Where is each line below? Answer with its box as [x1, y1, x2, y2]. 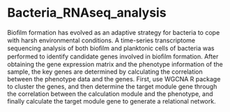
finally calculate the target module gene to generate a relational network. [7, 97, 216, 105]
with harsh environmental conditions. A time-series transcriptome [7, 36, 196, 45]
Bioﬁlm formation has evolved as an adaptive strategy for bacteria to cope [7, 28, 220, 36]
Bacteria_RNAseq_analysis [7, 5, 167, 21]
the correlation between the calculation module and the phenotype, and [7, 89, 213, 98]
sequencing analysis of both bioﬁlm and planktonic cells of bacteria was [7, 44, 215, 52]
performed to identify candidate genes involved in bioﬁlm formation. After [7, 52, 219, 61]
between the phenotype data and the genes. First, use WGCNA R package [7, 74, 221, 83]
